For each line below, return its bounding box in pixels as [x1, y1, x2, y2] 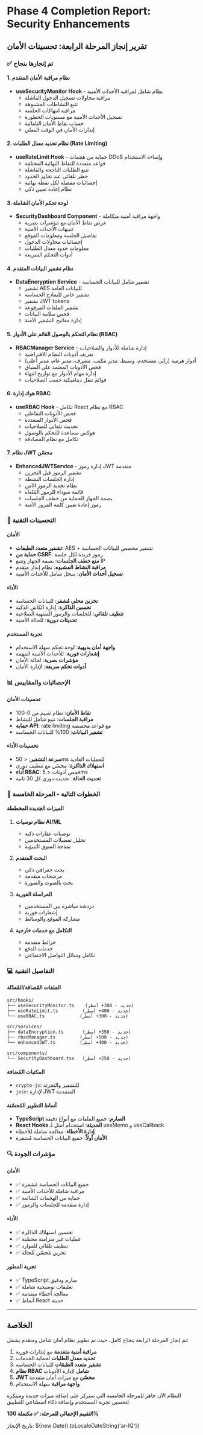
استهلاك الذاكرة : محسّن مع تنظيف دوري [15, 762, 104, 769]
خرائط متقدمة [24, 938, 57, 946]
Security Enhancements [7, 17, 130, 31]
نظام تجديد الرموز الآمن [24, 482, 78, 489]
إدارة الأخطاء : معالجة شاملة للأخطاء [15, 1128, 95, 1135]
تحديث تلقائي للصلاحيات [24, 422, 78, 430]
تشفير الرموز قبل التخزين [24, 469, 82, 476]
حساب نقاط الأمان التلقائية [24, 119, 84, 127]
